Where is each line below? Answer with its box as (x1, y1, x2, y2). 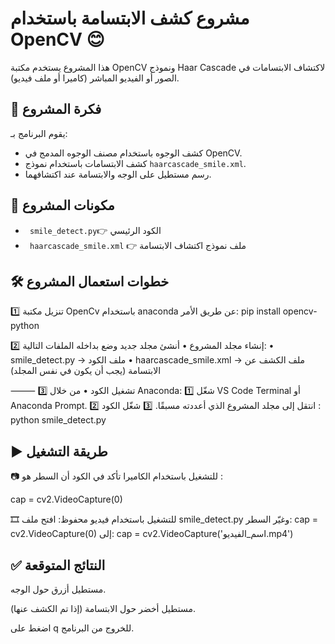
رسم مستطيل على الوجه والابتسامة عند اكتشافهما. (24, 168, 212, 180)
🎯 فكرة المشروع (10, 101, 102, 118)
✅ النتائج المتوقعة (10, 557, 106, 574)
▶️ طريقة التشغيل (10, 443, 108, 460)
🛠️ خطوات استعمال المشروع (10, 273, 170, 290)
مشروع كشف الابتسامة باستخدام (10, 7, 250, 30)
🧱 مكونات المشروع (10, 197, 115, 214)
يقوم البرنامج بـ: (10, 127, 68, 139)
